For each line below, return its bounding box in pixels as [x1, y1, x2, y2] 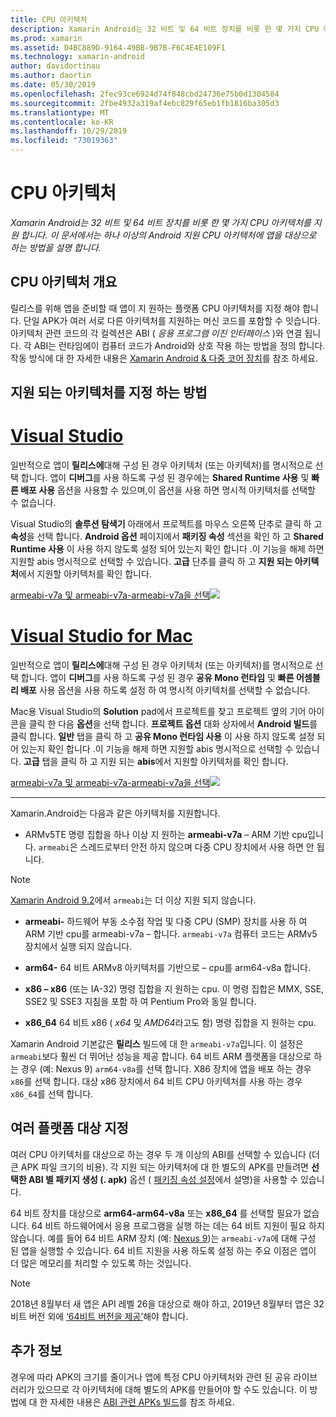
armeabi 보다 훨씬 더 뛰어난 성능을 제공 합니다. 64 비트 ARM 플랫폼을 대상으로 [10, 1051, 312, 1063]
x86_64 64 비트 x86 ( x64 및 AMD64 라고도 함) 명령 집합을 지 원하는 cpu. [24, 1017, 317, 1029]
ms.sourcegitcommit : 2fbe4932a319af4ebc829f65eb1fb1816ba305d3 [10, 98, 280, 108]
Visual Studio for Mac [10, 625, 193, 648]
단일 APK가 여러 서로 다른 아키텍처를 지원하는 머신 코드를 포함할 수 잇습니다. [23, 314, 321, 326]
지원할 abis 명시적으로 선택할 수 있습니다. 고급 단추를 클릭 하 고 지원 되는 [10, 556, 293, 568]
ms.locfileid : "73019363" [10, 136, 118, 146]
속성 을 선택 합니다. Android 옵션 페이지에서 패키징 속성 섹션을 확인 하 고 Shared [10, 531, 324, 543]
